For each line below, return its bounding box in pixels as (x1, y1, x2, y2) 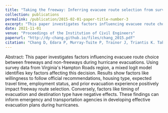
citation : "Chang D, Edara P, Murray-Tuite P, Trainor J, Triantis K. (5, 40, 155, 45)
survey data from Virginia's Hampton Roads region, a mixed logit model (5, 64, 152, 70)
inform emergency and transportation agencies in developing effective (5, 96, 150, 102)
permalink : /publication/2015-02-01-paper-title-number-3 (5, 17, 128, 22)
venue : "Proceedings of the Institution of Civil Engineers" (5, 31, 135, 36)
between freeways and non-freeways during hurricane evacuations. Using (5, 59, 158, 65)
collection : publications (5, 12, 59, 17)
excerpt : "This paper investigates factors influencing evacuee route (5, 21, 155, 27)
